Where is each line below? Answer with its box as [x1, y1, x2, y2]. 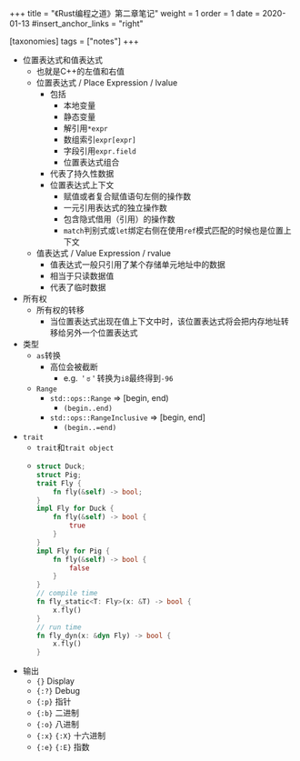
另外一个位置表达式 [65, 327, 138, 338]
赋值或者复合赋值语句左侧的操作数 [63, 191, 192, 202]
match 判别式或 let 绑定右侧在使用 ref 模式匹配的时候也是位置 [63, 225, 284, 235]
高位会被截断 [49, 362, 98, 372]
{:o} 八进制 [35, 719, 80, 730]
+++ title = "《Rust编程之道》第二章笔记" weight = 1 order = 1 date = [9, 8, 261, 18]
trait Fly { [35, 478, 82, 488]
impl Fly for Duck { [35, 504, 115, 514]
